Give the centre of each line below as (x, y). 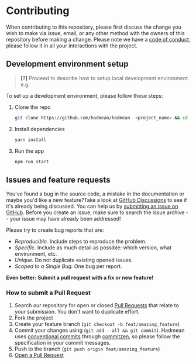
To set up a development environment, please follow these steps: (85, 95)
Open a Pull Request (39, 355)
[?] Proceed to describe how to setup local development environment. (105, 78)
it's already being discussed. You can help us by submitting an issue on (92, 207)
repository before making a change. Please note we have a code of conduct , (98, 39)
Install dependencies (40, 129)
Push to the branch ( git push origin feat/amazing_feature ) (87, 349)
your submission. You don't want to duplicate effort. (77, 312)
